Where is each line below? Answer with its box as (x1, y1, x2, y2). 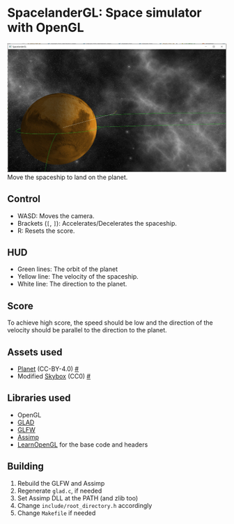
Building (7, 461, 44, 472)
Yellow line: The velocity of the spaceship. (17, 272, 139, 281)
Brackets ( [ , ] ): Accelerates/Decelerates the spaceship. (17, 219, 178, 227)
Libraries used (7, 392, 71, 404)
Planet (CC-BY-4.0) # (17, 364, 79, 373)
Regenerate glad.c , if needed (17, 486, 102, 495)
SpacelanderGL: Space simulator (7, 5, 202, 21)
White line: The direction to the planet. (17, 280, 127, 288)
